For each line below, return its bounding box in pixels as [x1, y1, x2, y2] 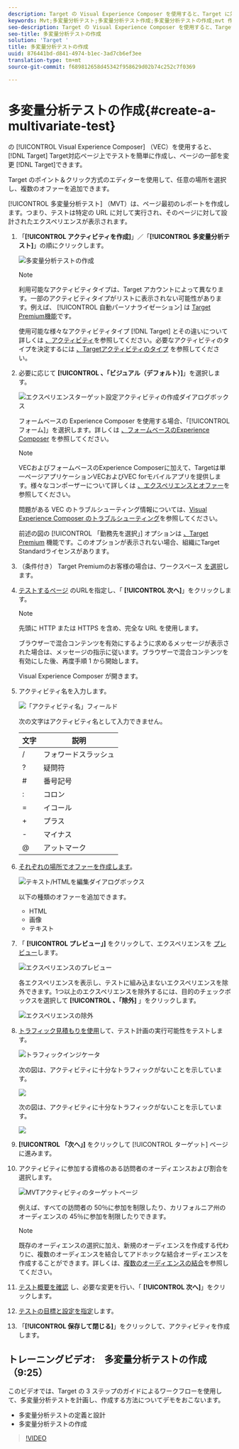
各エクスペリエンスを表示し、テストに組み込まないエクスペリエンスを [18, 978, 223, 987]
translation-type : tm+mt [8, 57, 82, 64]
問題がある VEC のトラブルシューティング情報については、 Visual [18, 505, 208, 513]
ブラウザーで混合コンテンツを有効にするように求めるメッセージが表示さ [18, 638, 230, 647]
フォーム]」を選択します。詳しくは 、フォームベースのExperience [18, 425, 210, 434]
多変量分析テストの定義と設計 [18, 1411, 106, 1419]
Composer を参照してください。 [18, 434, 113, 443]
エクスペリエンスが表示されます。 [32, 217, 131, 225]
